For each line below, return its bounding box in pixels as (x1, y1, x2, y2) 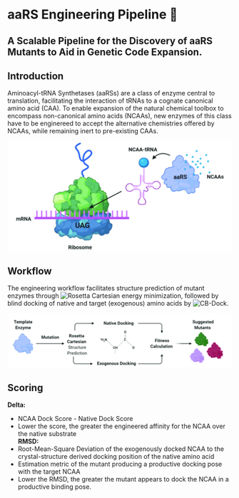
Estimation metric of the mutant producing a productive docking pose (17, 460, 223, 469)
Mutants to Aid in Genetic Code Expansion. (7, 46, 203, 58)
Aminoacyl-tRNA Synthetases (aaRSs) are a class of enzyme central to (7, 89, 215, 98)
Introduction (7, 70, 64, 82)
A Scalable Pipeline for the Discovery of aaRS (7, 35, 213, 47)
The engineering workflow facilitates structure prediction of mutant (7, 284, 205, 293)
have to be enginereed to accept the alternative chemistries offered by (7, 119, 215, 128)
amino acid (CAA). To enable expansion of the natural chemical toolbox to (7, 104, 224, 113)
